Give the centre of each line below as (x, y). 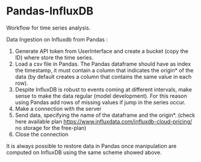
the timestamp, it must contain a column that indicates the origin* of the (104, 70)
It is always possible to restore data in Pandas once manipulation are (91, 146)
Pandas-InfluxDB (50, 11)
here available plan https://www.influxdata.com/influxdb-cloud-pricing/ (104, 121)
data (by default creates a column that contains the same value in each (103, 76)
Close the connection (41, 134)
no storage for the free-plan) (50, 128)
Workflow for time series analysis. (48, 28)
